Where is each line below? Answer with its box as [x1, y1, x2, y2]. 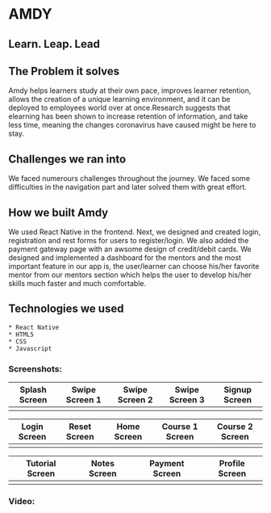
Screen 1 [65, 394, 102, 406]
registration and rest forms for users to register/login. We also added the [8, 236, 249, 246]
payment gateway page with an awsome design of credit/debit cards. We [8, 244, 252, 254]
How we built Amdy [8, 205, 109, 219]
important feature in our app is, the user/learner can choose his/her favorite [8, 262, 260, 271]
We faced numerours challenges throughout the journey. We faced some [8, 174, 250, 183]
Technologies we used [8, 302, 124, 316]
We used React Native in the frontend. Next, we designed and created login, [8, 227, 261, 237]
